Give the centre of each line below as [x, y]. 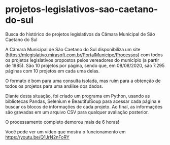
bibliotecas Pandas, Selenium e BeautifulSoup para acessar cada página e [83, 101]
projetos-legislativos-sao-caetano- [82, 9]
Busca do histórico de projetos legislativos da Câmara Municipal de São [80, 34]
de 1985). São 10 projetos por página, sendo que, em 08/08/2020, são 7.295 [85, 65]
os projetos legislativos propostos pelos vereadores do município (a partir [82, 60]
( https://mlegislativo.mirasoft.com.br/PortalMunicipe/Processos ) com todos [84, 55]
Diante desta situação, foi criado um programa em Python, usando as [78, 96]
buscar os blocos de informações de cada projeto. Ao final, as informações [84, 106]
